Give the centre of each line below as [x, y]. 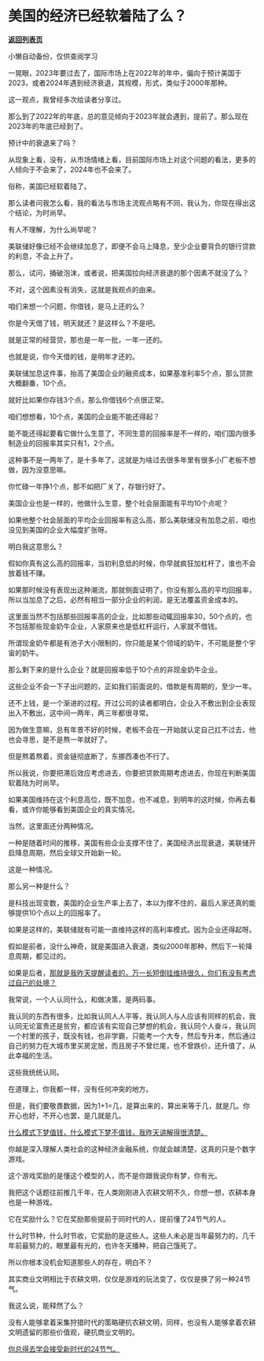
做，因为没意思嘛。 [39, 469]
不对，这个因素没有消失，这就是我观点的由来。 [84, 289]
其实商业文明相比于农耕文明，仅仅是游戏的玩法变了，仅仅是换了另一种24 [126, 1279]
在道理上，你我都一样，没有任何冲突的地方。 [81, 1088]
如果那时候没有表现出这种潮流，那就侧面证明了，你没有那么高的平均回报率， [132, 590]
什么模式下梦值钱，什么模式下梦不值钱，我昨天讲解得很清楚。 [108, 1132]
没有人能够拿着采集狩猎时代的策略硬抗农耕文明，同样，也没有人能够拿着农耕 [132, 1322]
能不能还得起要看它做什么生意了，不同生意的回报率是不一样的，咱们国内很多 [132, 433]
